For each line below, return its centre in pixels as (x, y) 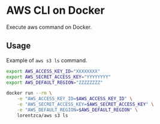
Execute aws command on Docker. (49, 27)
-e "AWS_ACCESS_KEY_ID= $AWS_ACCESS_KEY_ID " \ (75, 99)
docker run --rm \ (29, 93)
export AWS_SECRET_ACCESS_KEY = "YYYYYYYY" (59, 77)
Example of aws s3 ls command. (47, 60)
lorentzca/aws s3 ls (43, 115)
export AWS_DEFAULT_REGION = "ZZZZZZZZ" (55, 82)
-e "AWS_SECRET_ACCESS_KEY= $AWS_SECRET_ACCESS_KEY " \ (85, 105)
